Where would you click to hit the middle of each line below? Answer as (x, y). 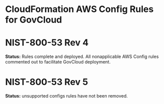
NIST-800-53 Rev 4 (47, 43)
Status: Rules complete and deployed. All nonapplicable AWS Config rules (82, 56)
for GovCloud (34, 20)
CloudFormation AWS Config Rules (79, 9)
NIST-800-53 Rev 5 (47, 82)
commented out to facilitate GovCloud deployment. (58, 62)
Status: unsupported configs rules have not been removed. (66, 96)
